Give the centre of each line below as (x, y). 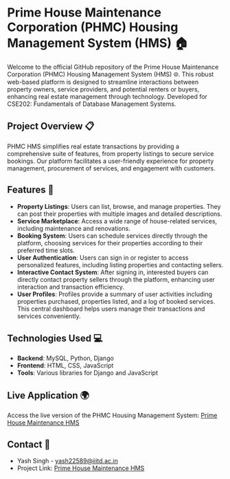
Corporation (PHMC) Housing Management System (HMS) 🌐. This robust (111, 74)
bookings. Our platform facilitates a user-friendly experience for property (111, 161)
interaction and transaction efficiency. (71, 287)
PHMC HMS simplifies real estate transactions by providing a (93, 146)
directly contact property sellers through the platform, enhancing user (116, 279)
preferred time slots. (46, 250)
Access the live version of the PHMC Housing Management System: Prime (112, 415)
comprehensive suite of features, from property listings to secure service (111, 153)
